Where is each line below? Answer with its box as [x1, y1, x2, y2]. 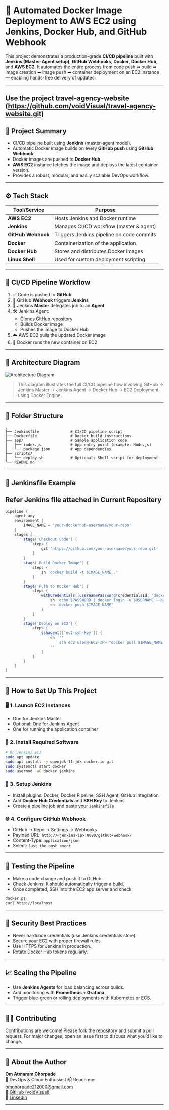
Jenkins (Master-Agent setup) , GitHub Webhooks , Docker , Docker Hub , [5, 58, 158, 64]
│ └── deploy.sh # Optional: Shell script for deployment [5, 455, 158, 461]
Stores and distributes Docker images [54, 248, 143, 255]
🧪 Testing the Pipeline [5, 862, 75, 870]
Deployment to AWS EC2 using [5, 15, 137, 27]
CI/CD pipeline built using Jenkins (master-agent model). [12, 140, 132, 146]
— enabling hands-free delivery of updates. [5, 74, 96, 81]
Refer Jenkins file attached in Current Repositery [5, 496, 162, 504]
